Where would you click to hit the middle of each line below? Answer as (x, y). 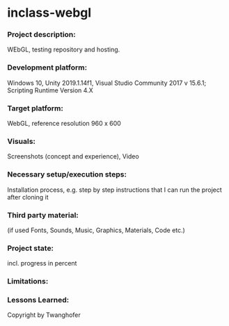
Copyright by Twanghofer (44, 315)
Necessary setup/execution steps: (67, 174)
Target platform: (35, 108)
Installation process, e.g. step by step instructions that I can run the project (115, 190)
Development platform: (47, 67)
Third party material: (43, 215)
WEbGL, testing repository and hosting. (64, 49)
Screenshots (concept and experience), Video (73, 156)
